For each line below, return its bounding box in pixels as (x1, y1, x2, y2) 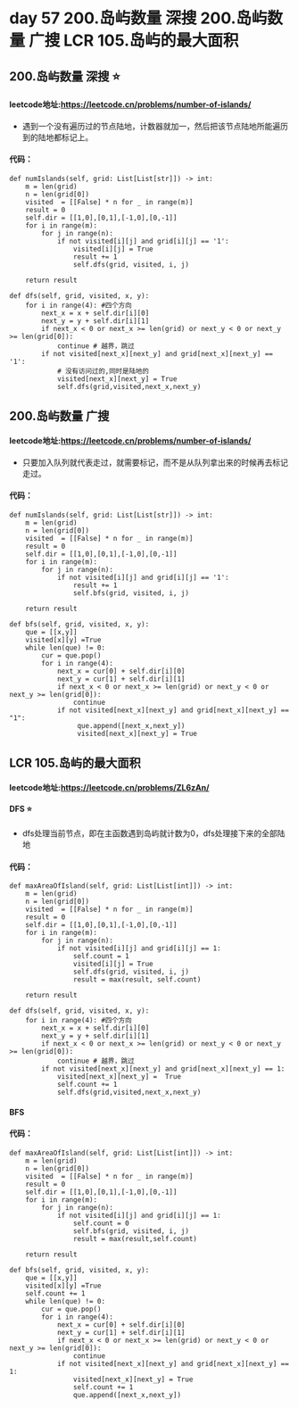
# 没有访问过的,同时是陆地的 (56, 367, 150, 376)
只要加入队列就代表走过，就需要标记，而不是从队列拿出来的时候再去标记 (21, 457, 288, 468)
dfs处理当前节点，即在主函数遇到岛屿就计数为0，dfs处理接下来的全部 (21, 827, 278, 839)
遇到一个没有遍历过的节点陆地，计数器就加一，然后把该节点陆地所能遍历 (21, 120, 288, 131)
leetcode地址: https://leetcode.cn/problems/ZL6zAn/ (9, 782, 210, 792)
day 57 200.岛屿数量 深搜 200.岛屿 (9, 8, 268, 29)
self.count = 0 (72, 1219, 129, 1228)
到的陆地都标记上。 (21, 131, 94, 143)
